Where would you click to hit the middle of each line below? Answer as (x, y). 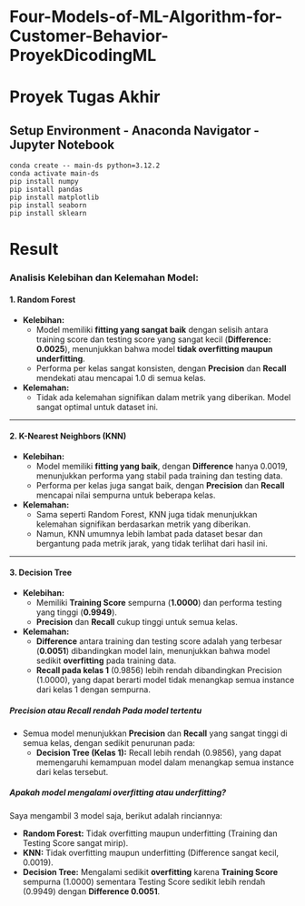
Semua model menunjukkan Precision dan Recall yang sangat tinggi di (155, 733)
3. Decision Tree (41, 573)
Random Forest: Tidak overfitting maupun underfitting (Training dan (150, 833)
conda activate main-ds (54, 174)
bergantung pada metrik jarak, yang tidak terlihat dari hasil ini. (152, 543)
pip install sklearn (49, 214)
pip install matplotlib (54, 197)
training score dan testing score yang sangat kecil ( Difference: (153, 339)
